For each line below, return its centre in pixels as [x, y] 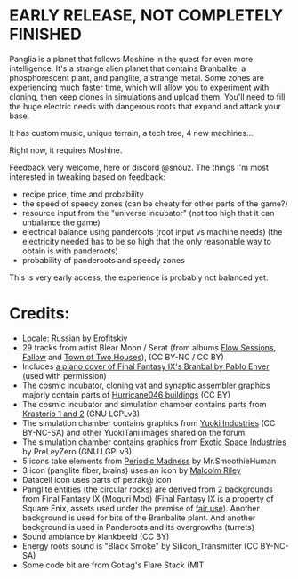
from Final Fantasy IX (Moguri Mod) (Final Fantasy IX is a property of [148, 498]
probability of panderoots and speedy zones [103, 260]
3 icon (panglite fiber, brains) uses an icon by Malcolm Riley [132, 470]
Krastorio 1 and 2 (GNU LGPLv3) [81, 414]
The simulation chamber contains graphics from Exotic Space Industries [154, 442]
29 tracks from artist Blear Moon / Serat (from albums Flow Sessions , [149, 347]
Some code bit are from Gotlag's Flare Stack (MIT [113, 565]
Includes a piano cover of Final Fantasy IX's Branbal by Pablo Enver [145, 366]
